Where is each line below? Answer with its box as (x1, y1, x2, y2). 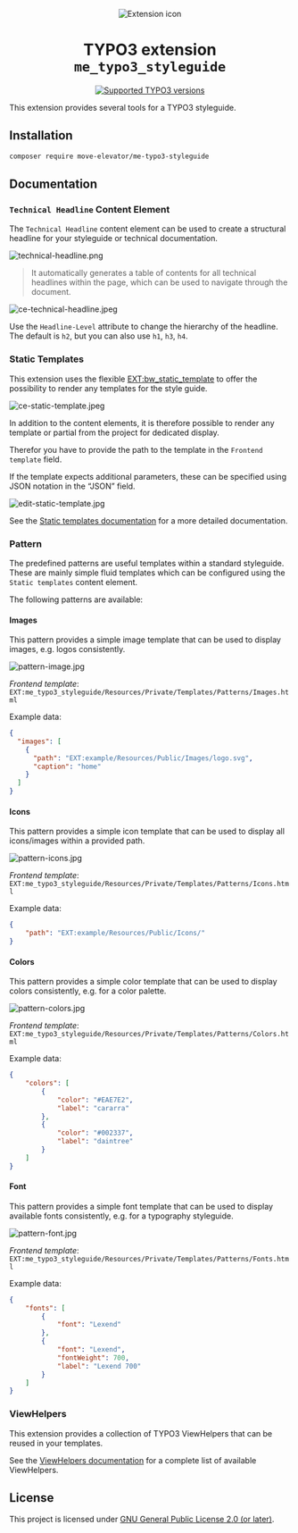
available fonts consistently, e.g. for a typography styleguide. (9, 1210, 234, 1221)
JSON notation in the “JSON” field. (9, 481, 136, 491)
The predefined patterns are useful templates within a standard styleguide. (9, 557, 285, 568)
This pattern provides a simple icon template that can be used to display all (9, 826, 286, 837)
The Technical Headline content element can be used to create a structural (9, 223, 286, 234)
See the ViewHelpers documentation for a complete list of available (9, 1454, 257, 1465)
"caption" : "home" (32, 762, 102, 771)
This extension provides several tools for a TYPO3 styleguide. (9, 102, 236, 113)
